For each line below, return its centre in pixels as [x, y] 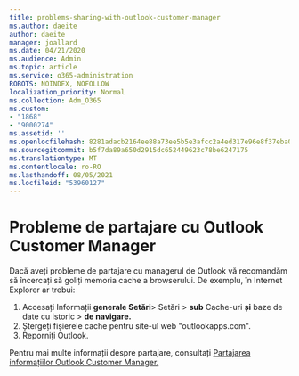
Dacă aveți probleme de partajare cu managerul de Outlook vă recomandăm [148, 271]
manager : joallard [43, 42]
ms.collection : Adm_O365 [55, 100]
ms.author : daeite [43, 26]
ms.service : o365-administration [71, 76]
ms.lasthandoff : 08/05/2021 [61, 175]
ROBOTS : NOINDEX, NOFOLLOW [59, 84]
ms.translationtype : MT [53, 158]
